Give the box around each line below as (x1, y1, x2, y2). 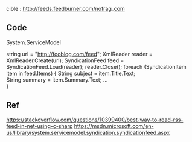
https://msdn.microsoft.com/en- (74, 122, 154, 129)
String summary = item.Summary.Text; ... (6, 76, 108, 83)
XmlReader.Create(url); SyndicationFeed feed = (6, 57, 124, 64)
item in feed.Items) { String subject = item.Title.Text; (6, 69, 136, 77)
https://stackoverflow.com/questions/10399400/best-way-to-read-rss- (6, 116, 184, 123)
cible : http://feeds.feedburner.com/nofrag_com (6, 5, 125, 12)
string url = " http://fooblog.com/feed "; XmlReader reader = (6, 50, 153, 57)
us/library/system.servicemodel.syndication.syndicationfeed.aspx (6, 129, 170, 136)
